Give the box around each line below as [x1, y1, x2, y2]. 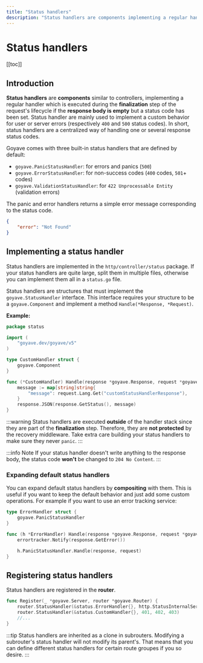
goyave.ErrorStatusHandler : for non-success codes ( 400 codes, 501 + [14, 169, 187, 176]
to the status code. [6, 207, 53, 214]
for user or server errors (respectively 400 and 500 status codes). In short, [6, 120, 189, 127]
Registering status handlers [6, 570, 113, 581]
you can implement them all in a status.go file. [6, 275, 122, 282]
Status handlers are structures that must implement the [6, 287, 144, 295]
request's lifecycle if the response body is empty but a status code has [6, 107, 185, 115]
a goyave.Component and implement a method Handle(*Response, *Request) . [6, 300, 194, 307]
